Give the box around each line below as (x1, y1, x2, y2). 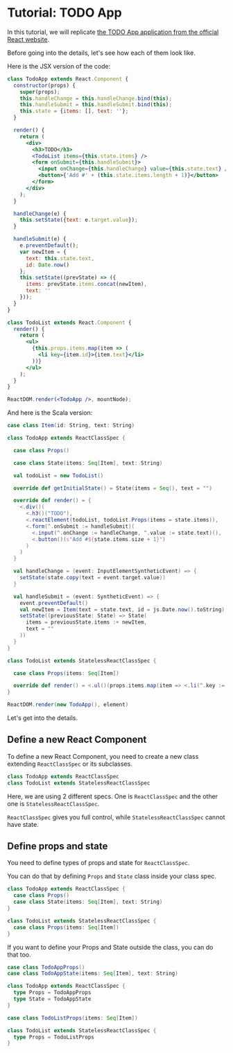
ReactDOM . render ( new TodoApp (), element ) (7, 701, 129, 708)
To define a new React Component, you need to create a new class (7, 752, 199, 760)
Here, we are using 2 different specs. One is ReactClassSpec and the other (7, 792, 218, 801)
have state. (7, 820, 40, 828)
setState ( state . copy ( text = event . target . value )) (19, 574, 166, 581)
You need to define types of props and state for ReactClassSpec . (7, 859, 190, 867)
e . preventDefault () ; (19, 242, 79, 249)
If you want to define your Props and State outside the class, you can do (7, 943, 214, 951)
